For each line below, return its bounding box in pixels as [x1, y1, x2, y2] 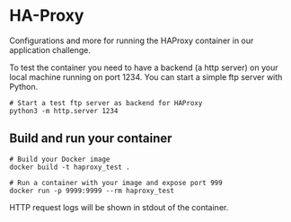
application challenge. [9, 44, 92, 55]
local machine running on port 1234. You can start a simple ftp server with [9, 71, 283, 82]
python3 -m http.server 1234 [9, 106, 119, 115]
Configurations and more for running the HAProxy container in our [9, 35, 254, 46]
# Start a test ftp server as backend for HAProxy [9, 98, 203, 108]
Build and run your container [9, 131, 172, 147]
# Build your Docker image [9, 155, 110, 164]
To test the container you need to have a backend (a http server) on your [9, 62, 278, 73]
